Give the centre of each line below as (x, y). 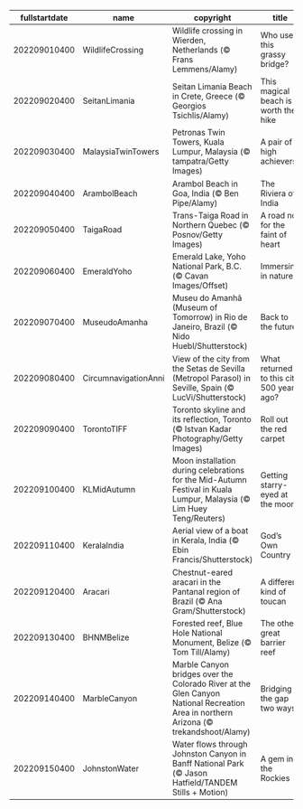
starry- (274, 484)
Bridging (276, 689)
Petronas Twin (199, 133)
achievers (279, 161)
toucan (273, 601)
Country (275, 555)
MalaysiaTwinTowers (121, 152)
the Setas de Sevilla (209, 368)
